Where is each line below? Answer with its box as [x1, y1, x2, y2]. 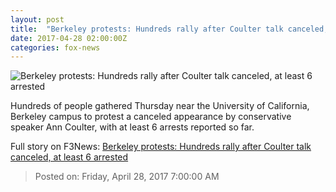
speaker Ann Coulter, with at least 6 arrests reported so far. [10, 121, 255, 133]
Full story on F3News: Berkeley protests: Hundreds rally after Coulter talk [10, 141, 312, 153]
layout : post [10, 14, 65, 25]
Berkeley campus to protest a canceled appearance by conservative [10, 111, 292, 123]
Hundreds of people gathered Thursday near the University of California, [10, 100, 310, 112]
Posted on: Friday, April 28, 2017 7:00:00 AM [34, 171, 220, 183]
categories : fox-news [10, 42, 101, 53]
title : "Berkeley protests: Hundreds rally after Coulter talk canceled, [10, 24, 329, 34]
